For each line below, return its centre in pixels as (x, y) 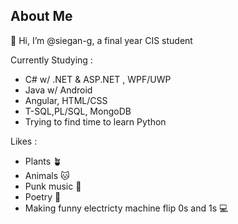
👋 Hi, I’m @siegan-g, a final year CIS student (101, 40)
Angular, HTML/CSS (66, 100)
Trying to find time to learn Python (95, 121)
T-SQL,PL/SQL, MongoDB (78, 111)
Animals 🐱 (47, 175)
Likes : (24, 141)
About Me (41, 16)
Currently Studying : (51, 60)
